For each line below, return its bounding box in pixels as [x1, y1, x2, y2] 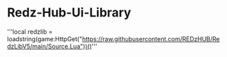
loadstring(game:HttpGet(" [7, 34, 82, 43]
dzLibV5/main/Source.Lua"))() [7, 42, 93, 50]
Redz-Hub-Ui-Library [7, 5, 132, 21]
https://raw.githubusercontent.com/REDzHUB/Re [82, 34, 220, 43]
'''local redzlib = [7, 27, 53, 36]
